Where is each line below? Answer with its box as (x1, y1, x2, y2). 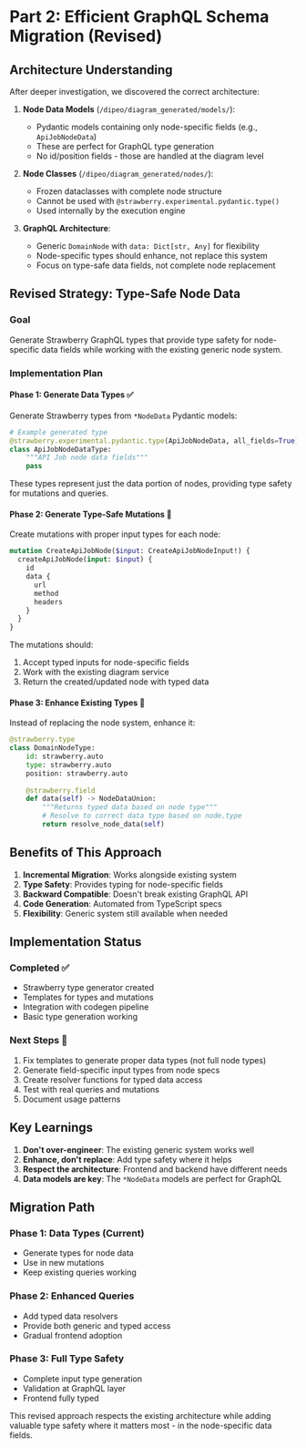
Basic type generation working (22, 1012, 138, 1022)
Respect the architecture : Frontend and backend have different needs (22, 1164, 288, 1175)
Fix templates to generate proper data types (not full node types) (22, 1054, 267, 1065)
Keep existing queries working (22, 1267, 137, 1278)
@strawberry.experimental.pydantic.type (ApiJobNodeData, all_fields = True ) (9, 436, 300, 446)
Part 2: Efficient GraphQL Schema (9, 6, 270, 27)
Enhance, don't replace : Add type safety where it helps (22, 1154, 232, 1165)
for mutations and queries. (9, 488, 109, 498)
